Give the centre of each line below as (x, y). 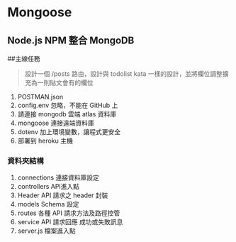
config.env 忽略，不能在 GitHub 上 (68, 105)
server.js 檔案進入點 (46, 231)
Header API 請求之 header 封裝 (63, 195)
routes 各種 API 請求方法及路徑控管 (69, 213)
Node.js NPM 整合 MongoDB (71, 40)
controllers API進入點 (49, 187)
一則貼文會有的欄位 (65, 83)
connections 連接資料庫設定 (58, 177)
